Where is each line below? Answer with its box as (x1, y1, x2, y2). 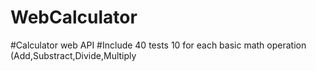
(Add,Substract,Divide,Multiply (10, 49, 137, 61)
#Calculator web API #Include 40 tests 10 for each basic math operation (10, 39, 307, 51)
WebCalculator (10, 6, 138, 29)
